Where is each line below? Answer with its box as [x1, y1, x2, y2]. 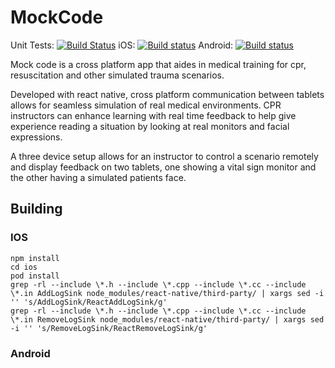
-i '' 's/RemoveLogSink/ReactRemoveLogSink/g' [10, 323, 208, 333]
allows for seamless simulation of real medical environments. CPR [10, 99, 282, 111]
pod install [10, 271, 60, 281]
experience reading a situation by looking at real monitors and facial [10, 120, 290, 132]
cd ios [10, 262, 38, 272]
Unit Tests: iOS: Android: [10, 39, 234, 51]
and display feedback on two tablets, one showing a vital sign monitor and [10, 161, 317, 173]
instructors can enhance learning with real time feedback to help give [10, 109, 297, 121]
